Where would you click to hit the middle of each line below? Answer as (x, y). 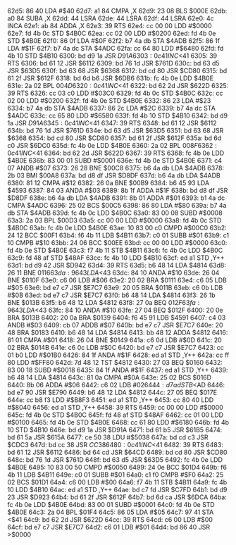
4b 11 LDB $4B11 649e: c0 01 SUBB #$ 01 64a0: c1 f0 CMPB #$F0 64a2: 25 (116, 475)
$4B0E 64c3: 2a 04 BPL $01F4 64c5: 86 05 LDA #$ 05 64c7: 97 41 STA (111, 512)
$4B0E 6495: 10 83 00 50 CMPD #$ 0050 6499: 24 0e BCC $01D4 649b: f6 (117, 467)
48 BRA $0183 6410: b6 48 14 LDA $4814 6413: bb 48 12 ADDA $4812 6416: (118, 332)
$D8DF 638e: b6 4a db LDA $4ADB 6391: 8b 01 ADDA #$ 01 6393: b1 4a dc (116, 198)
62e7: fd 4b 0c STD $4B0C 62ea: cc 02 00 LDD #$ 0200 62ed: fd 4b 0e (112, 33)
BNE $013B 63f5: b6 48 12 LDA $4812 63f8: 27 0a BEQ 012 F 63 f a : (104, 302)
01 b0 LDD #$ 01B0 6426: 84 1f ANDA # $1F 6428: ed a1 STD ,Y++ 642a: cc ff (118, 355)
